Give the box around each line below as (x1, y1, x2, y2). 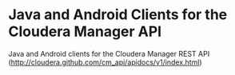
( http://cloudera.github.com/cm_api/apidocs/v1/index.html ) (8, 57, 202, 67)
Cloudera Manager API (8, 22, 162, 41)
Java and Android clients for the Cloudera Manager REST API (8, 49, 210, 58)
